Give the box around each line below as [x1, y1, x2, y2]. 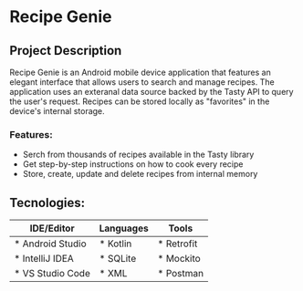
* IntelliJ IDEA [14, 253, 75, 265]
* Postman [157, 267, 204, 280]
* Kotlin [99, 237, 132, 250]
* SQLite [99, 253, 137, 265]
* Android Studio [14, 237, 87, 250]
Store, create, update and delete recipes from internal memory [22, 169, 258, 180]
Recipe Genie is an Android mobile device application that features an [9, 67, 271, 78]
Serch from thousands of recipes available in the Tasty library [22, 149, 255, 161]
